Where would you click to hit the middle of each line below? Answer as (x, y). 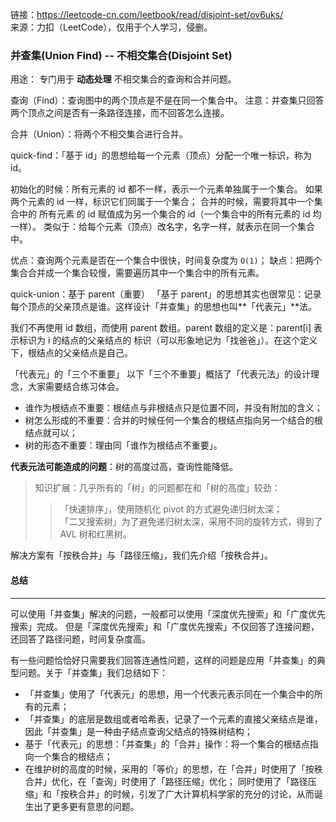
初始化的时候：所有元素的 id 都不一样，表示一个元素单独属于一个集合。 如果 (166, 189)
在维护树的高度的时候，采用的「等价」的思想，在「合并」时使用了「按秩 (173, 769)
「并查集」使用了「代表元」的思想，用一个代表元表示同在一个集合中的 (169, 694)
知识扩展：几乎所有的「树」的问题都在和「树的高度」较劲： (157, 488)
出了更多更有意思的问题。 (86, 806)
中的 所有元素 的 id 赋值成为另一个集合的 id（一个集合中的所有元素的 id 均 (170, 214)
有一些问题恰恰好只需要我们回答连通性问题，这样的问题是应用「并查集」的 (163, 660)
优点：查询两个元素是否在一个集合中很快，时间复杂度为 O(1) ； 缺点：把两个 (166, 260)
